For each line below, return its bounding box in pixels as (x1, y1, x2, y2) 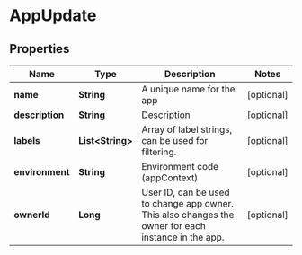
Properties (9, 41, 70, 57)
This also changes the (141, 208, 235, 221)
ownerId (13, 208, 51, 221)
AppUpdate (9, 5, 97, 26)
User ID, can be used (141, 186, 231, 198)
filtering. (141, 145, 177, 158)
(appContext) (141, 171, 199, 184)
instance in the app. (141, 231, 225, 243)
